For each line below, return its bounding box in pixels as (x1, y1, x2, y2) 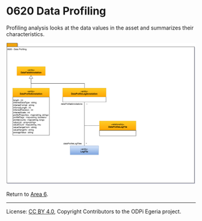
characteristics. (6, 30, 45, 37)
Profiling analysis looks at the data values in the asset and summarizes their (6, 24, 194, 31)
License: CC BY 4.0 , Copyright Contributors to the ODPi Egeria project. (6, 208, 182, 215)
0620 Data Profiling (6, 4, 106, 18)
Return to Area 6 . (6, 191, 49, 198)
